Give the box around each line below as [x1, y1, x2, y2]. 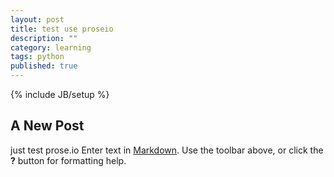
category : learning [10, 42, 92, 53]
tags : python [10, 52, 65, 62]
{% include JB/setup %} [10, 89, 110, 100]
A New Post [10, 117, 85, 135]
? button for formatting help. [10, 154, 127, 166]
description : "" [10, 33, 78, 43]
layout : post [10, 14, 65, 25]
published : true [10, 61, 78, 71]
